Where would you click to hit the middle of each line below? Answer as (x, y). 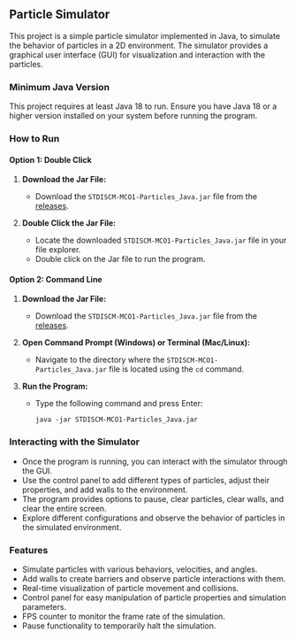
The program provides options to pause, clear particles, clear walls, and (153, 498)
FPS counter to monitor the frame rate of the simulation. (123, 617)
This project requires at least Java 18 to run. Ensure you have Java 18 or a (143, 106)
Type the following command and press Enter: (119, 404)
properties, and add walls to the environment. (105, 490)
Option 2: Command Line (56, 279)
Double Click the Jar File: (69, 223)
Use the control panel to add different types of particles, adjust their (146, 480)
